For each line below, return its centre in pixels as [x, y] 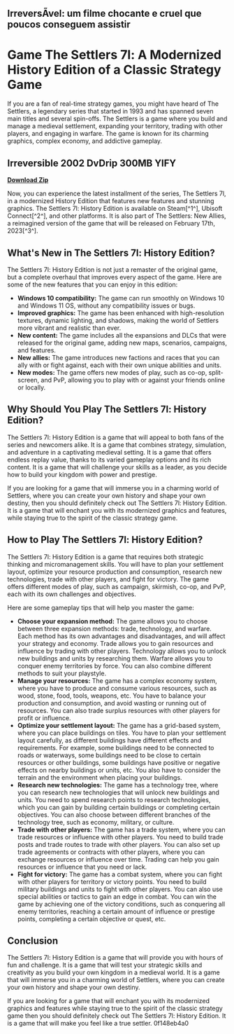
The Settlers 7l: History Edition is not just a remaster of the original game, [112, 269]
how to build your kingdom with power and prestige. [82, 474]
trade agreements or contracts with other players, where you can [111, 852]
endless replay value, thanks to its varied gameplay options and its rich [109, 460]
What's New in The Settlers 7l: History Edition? [111, 253]
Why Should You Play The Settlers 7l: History [107, 409]
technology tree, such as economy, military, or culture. [96, 822]
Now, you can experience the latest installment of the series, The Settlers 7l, [117, 193]
